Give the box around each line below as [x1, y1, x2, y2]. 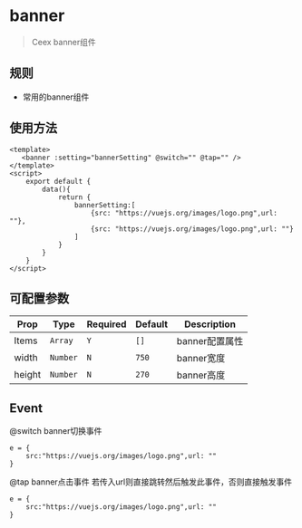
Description [184, 318, 236, 331]
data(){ [42, 185, 71, 194]
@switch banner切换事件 [9, 426, 102, 437]
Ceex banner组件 [31, 36, 97, 47]
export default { [25, 177, 92, 186]
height [14, 369, 42, 381]
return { [57, 192, 92, 202]
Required [86, 318, 127, 331]
